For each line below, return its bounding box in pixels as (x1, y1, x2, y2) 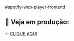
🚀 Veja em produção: (5, 18, 70, 26)
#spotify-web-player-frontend (5, 4, 66, 10)
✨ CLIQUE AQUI (5, 31, 37, 37)
